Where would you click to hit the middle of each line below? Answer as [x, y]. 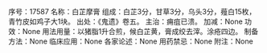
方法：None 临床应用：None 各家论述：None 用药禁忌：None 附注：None [131, 41]
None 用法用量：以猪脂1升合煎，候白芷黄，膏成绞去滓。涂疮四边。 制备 [140, 31]
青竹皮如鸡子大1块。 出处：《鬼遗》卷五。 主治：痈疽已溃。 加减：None [125, 21]
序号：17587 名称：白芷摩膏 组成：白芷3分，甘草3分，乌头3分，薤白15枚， [132, 11]
